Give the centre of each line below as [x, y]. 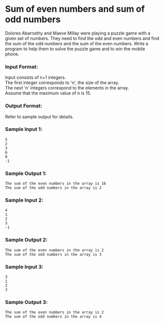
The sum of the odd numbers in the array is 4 [53, 317]
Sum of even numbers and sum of [75, 9]
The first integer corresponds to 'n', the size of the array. [62, 83]
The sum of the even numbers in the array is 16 [56, 184]
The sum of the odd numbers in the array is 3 [53, 254]
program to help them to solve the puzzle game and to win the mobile [75, 49]
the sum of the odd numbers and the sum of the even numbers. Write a [77, 43]
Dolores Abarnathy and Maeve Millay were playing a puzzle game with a [78, 33]
